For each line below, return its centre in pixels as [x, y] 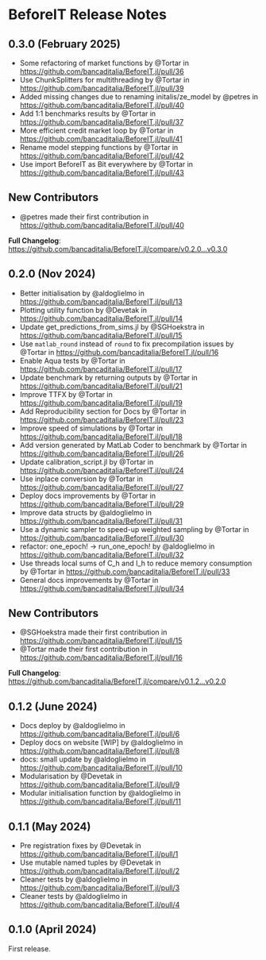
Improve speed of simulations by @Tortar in [91, 428]
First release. [30, 948]
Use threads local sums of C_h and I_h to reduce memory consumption [136, 563]
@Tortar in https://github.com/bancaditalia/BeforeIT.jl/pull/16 [119, 352]
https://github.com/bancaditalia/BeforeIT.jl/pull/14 [101, 318]
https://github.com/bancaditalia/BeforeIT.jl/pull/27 [102, 487]
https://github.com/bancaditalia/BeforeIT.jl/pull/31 [101, 521]
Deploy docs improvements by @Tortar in [88, 495]
